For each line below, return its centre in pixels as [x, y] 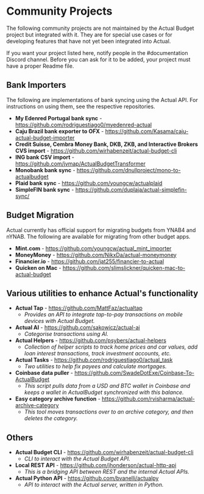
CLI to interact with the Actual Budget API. [77, 459]
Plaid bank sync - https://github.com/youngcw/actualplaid [89, 183]
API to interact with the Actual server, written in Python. [94, 485]
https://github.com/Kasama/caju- [147, 131]
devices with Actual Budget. [60, 321]
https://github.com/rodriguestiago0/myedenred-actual [83, 125]
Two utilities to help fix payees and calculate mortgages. [95, 366]
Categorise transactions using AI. [66, 334]
